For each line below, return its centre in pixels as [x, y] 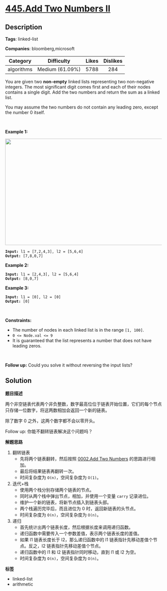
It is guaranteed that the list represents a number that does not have [82, 341]
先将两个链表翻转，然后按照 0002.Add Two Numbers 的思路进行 [85, 459]
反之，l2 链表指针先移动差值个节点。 [66, 546]
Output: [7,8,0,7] [24, 256]
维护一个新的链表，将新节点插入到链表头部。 [66, 502]
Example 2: [17, 265]
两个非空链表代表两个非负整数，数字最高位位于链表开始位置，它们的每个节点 [83, 404]
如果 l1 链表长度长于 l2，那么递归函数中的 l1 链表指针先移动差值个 [86, 539]
